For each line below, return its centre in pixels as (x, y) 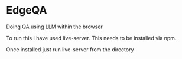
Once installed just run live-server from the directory (70, 49)
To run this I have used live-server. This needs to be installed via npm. (91, 38)
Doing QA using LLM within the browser (55, 27)
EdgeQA (27, 10)
